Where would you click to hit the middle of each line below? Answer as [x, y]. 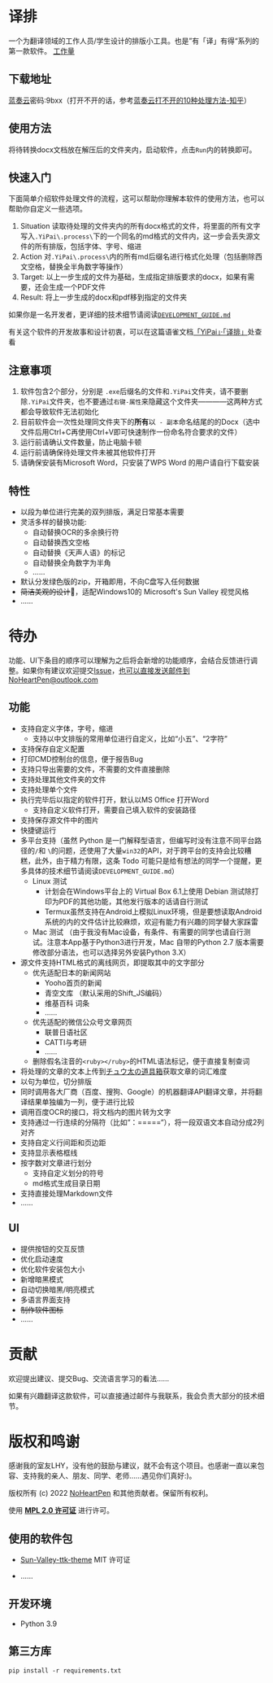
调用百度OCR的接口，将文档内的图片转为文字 [95, 1112]
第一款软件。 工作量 [41, 50]
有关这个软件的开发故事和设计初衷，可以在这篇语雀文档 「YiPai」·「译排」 [128, 332]
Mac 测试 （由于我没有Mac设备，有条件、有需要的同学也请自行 [138, 932]
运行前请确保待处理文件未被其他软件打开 [88, 452]
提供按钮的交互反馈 [52, 1248]
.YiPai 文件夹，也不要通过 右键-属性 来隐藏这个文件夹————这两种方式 [145, 402]
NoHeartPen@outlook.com [54, 680]
